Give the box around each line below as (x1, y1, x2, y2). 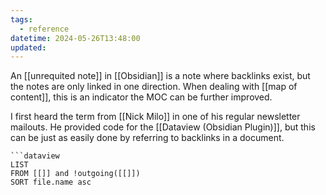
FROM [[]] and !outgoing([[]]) (10, 169, 141, 179)
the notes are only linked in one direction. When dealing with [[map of (10, 81, 298, 93)
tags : (10, 14, 33, 25)
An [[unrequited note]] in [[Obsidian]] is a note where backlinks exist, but (10, 70, 311, 82)
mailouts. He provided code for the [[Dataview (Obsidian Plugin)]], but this (10, 121, 316, 133)
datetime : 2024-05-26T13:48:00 (10, 33, 141, 43)
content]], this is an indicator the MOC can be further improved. (10, 91, 273, 103)
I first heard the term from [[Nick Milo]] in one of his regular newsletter (10, 111, 301, 123)
